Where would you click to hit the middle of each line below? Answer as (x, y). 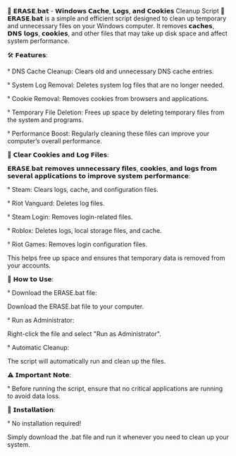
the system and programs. (45, 120)
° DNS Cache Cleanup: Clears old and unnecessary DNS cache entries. (111, 71)
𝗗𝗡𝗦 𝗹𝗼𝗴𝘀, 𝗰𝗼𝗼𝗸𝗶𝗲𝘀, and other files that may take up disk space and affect (117, 33)
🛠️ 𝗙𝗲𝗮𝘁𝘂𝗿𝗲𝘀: (27, 55)
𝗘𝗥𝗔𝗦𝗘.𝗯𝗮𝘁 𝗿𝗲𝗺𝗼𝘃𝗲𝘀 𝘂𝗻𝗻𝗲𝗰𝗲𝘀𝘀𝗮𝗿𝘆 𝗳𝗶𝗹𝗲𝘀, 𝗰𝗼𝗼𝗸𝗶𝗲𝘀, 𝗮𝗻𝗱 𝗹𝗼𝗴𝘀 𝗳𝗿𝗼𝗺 (112, 168)
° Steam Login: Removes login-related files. (70, 217)
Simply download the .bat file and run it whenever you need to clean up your (118, 437)
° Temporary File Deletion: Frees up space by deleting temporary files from (116, 112)
